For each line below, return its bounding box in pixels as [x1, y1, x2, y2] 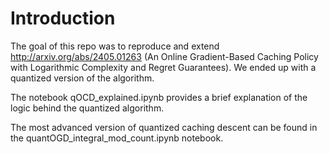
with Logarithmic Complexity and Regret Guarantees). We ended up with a [10, 61, 317, 73]
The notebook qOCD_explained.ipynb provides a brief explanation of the [10, 91, 308, 103]
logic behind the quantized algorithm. [10, 102, 165, 114]
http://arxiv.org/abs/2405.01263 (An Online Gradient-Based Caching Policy [10, 50, 319, 62]
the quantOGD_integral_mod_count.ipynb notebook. [10, 132, 224, 144]
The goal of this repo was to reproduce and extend [10, 40, 220, 52]
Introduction [10, 7, 116, 30]
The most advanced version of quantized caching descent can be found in [10, 121, 318, 133]
